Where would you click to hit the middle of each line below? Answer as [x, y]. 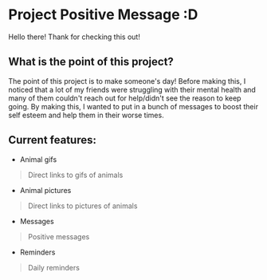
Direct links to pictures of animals [82, 206]
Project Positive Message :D [103, 15]
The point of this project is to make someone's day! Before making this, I [127, 81]
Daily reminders [53, 267]
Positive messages [59, 236]
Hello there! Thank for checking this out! [75, 37]
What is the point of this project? [91, 62]
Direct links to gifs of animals [75, 175]
